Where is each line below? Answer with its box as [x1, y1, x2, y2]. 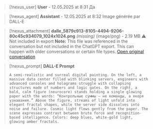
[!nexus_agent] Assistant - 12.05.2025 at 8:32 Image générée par [9, 14, 141, 19]
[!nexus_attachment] [9, 28, 50, 33]
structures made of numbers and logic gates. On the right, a [9, 85, 138, 90]
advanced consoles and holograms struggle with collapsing [9, 81, 131, 86]
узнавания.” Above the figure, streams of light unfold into [9, 98, 136, 103]
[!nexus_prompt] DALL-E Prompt [9, 63, 75, 69]
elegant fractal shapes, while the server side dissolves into [9, 102, 140, 107]
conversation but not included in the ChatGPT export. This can [9, 44, 134, 49]
